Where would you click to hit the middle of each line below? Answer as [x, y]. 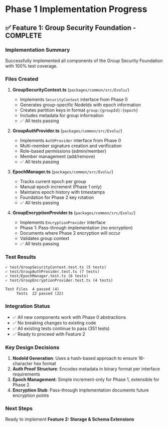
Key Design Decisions [32, 347]
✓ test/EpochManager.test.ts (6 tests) [47, 276]
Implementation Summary [38, 50]
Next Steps [19, 408]
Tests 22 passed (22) [40, 294]
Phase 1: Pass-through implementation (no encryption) [76, 228]
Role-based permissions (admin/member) [63, 151]
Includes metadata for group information [62, 116]
